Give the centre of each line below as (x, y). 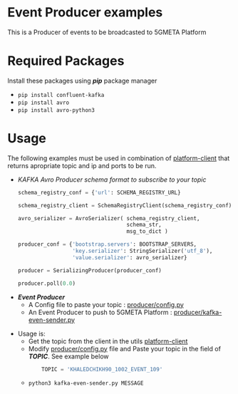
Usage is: (31, 333)
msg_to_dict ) (148, 232)
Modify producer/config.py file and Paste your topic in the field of (124, 348)
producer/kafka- (198, 312)
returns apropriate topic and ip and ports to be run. (82, 165)
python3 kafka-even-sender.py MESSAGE (86, 383)
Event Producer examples (85, 12)
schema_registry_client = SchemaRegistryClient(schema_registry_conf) (125, 205)
